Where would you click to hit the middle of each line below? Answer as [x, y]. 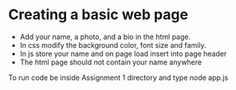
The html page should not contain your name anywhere [110, 62]
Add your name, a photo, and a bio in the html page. [105, 37]
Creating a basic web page [98, 15]
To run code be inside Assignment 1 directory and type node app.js [118, 77]
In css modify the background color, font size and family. [113, 45]
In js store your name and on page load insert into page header [123, 53]
